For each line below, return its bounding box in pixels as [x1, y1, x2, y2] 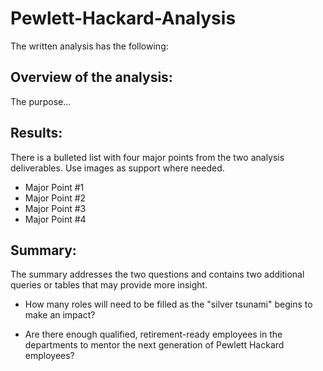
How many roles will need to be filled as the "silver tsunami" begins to [24, 298, 313, 311]
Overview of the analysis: [10, 69, 173, 86]
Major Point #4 [24, 213, 87, 225]
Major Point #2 [24, 192, 87, 204]
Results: [10, 125, 63, 142]
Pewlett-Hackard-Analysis [10, 7, 237, 30]
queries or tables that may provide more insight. [10, 279, 208, 291]
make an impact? [24, 309, 96, 321]
